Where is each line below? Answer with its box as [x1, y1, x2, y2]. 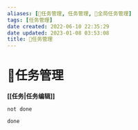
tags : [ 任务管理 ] [7, 17, 53, 24]
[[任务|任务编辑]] [7, 92, 55, 100]
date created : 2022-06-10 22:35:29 [7, 23, 110, 30]
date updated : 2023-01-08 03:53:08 [7, 29, 110, 37]
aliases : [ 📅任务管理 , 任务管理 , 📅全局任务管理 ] [7, 10, 132, 17]
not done [7, 106, 32, 113]
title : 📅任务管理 [7, 36, 53, 43]
